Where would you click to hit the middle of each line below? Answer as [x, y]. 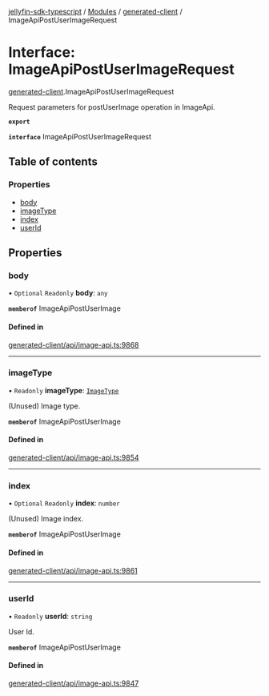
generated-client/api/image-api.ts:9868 [74, 344]
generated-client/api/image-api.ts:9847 [74, 683]
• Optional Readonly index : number [64, 503]
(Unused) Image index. [46, 519]
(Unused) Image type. [44, 406]
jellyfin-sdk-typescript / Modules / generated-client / [95, 12]
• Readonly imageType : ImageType [64, 390]
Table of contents [53, 162]
